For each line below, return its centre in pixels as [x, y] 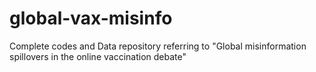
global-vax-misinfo [91, 18]
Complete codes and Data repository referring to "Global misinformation [158, 46]
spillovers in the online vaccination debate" [98, 56]
